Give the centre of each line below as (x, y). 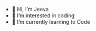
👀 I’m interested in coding (43, 15)
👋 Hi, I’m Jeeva (30, 9)
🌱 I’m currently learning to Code (51, 22)
